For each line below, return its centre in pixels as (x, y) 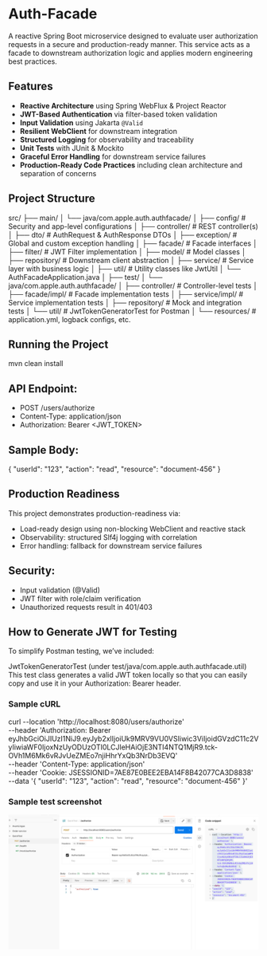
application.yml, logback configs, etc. (70, 319)
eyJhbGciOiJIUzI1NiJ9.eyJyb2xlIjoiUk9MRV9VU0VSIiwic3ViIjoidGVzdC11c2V (133, 738)
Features (31, 87)
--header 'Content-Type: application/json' (77, 764)
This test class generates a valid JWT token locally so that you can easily (128, 675)
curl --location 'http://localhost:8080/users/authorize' (96, 722)
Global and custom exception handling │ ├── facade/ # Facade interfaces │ (133, 243)
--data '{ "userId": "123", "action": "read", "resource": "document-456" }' (128, 781)
